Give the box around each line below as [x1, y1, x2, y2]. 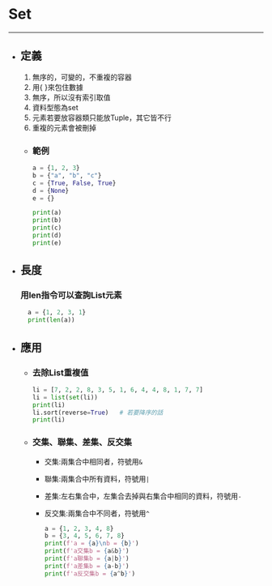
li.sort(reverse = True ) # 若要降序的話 [32, 408, 164, 417]
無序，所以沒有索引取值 [32, 92, 111, 102]
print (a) [32, 208, 62, 217]
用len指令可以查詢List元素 [19, 289, 123, 301]
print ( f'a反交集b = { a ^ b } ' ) [44, 569, 136, 578]
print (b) [32, 216, 62, 225]
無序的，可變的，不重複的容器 [32, 72, 132, 82]
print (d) [32, 232, 62, 240]
